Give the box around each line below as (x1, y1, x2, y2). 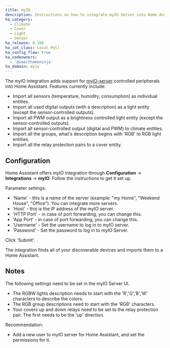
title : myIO (5, 7, 30, 13)
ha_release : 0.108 (5, 41, 44, 46)
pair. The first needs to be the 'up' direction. (12, 311, 105, 318)
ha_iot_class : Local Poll (5, 45, 60, 50)
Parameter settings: (5, 185, 47, 191)
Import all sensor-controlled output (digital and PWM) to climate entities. (12, 125, 163, 132)
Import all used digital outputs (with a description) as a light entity (12, 104, 150, 110)
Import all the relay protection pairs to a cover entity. (12, 142, 122, 148)
